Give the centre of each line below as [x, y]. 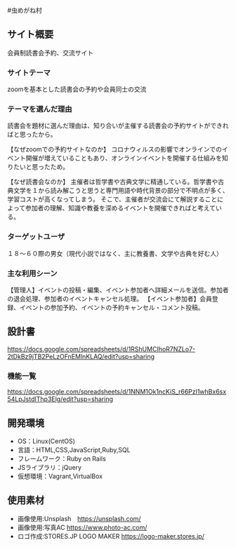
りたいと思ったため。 [38, 167]
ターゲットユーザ [36, 237]
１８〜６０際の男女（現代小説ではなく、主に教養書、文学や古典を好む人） [115, 253]
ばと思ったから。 [32, 135]
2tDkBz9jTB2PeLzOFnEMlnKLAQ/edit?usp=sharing [81, 356]
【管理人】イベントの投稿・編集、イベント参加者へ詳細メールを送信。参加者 [118, 290]
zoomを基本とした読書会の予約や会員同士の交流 [77, 89]
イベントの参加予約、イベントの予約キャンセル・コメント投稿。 [112, 308]
